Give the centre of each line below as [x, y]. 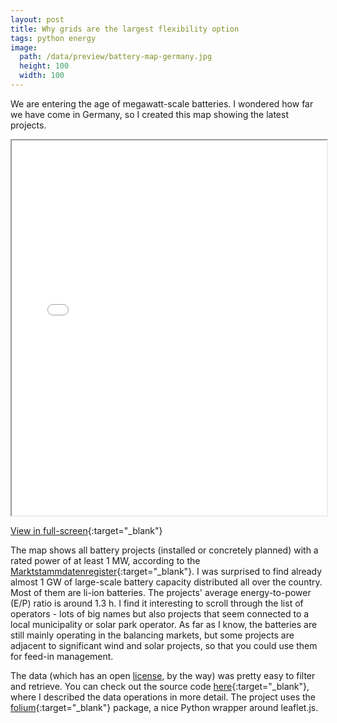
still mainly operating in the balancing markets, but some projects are [152, 635]
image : [24, 47]
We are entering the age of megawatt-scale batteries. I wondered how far [162, 103]
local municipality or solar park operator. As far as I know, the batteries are [164, 624]
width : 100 [42, 76]
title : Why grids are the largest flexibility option [125, 29]
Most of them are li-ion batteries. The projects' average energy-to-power [161, 592]
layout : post [37, 19]
